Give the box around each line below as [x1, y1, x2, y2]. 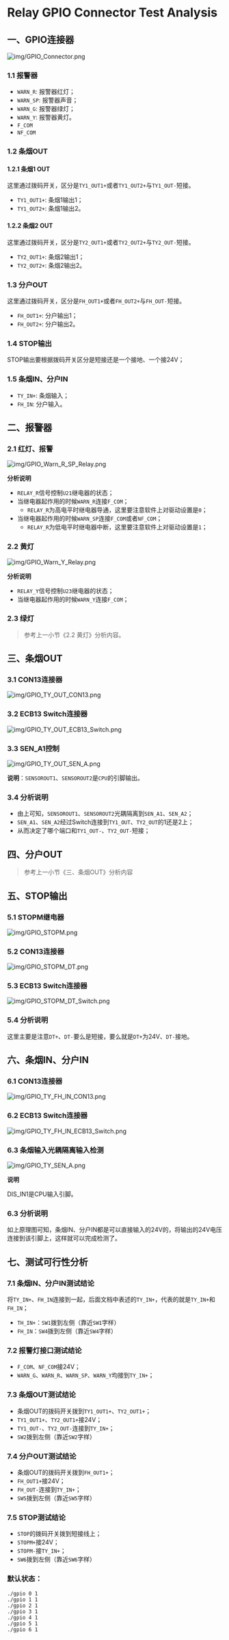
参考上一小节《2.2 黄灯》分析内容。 [23, 630, 125, 638]
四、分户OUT [7, 848, 63, 860]
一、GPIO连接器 [7, 34, 75, 45]
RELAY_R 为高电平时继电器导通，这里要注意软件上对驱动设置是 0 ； [27, 506, 208, 514]
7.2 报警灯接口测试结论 [7, 1345, 82, 1355]
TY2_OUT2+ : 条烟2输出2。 [16, 261, 86, 269]
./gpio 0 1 [7, 1590, 38, 1597]
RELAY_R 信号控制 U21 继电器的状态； [16, 488, 114, 497]
